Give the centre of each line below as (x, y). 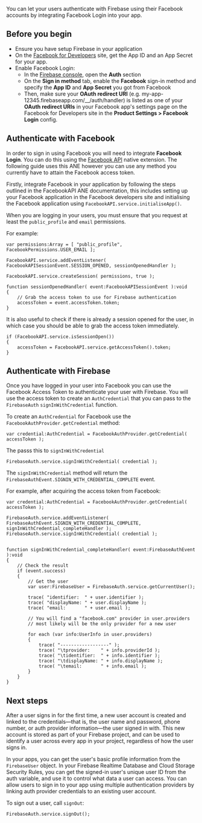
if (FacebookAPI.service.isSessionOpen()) (60, 336)
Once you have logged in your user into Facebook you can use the (89, 385)
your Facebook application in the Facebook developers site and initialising (98, 197)
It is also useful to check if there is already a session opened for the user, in (100, 319)
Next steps (27, 700)
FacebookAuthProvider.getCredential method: (63, 423)
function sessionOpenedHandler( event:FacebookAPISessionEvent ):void (97, 287)
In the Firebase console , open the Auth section (82, 74)
